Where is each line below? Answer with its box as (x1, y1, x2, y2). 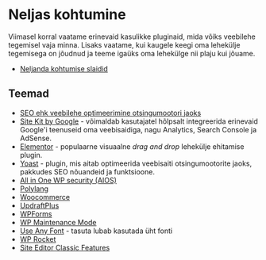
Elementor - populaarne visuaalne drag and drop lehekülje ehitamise (19, 141, 245, 151)
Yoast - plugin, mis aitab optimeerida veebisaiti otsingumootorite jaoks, (19, 159, 253, 168)
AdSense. (19, 133, 52, 143)
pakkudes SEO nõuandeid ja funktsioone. (19, 166, 155, 176)
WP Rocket (19, 234, 56, 243)
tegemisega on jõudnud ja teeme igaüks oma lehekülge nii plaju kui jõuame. (8, 48, 256, 58)
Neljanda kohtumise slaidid (19, 63, 109, 73)
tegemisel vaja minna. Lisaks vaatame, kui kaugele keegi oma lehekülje (8, 40, 241, 49)
